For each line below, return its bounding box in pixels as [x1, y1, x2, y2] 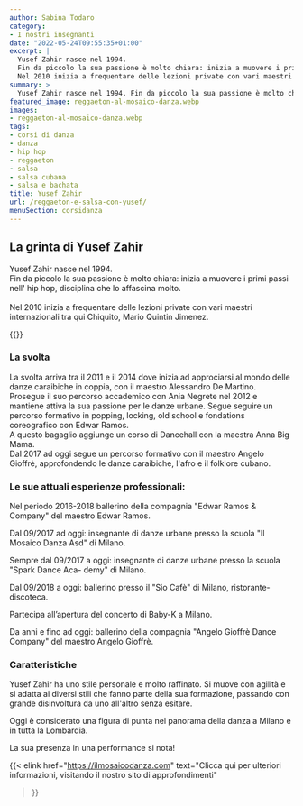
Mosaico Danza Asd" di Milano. [9, 537, 126, 548]
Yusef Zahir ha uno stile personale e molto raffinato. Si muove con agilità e [9, 679, 286, 690]
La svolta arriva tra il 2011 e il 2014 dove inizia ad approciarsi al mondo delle [9, 371, 290, 382]
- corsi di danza [9, 131, 75, 140]
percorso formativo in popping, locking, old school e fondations [9, 409, 245, 420]
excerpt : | [9, 47, 50, 56]
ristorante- [231, 582, 271, 593]
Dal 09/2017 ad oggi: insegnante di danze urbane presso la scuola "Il [9, 528, 265, 539]
